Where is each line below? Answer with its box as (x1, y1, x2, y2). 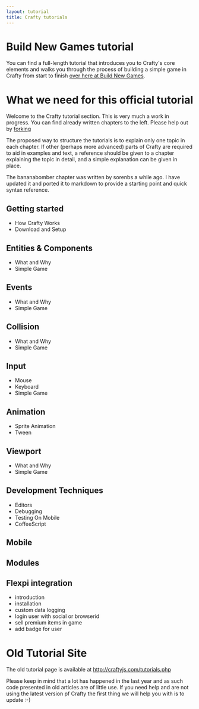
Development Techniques (6, 486, 103, 496)
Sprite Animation (14, 423, 56, 430)
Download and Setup (14, 226, 67, 233)
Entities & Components (6, 243, 93, 253)
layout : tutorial (6, 8, 49, 15)
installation (14, 600, 42, 607)
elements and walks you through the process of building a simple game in (6, 66, 187, 73)
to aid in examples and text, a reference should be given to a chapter (6, 149, 175, 157)
